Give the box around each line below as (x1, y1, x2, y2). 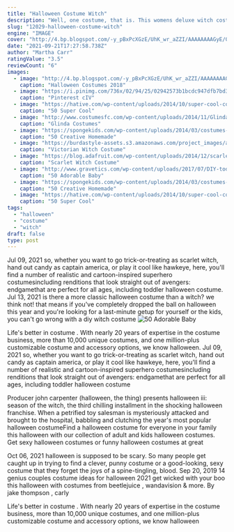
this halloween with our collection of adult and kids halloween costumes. (7, 431, 216, 439)
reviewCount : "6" (7, 62, 58, 69)
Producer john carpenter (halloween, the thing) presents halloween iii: (7, 394, 208, 402)
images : (7, 68, 30, 75)
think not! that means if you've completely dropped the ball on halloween (7, 300, 217, 308)
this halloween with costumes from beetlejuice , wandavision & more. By (7, 481, 214, 490)
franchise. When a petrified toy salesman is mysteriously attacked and (7, 409, 209, 417)
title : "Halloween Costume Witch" (7, 10, 108, 17)
